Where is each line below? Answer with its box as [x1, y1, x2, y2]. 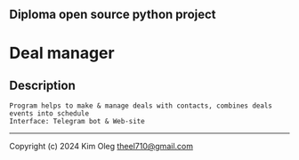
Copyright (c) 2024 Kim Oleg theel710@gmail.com [9, 141, 194, 152]
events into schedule [9, 109, 90, 118]
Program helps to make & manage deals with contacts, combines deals [9, 101, 273, 110]
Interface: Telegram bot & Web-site [9, 117, 145, 126]
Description [9, 77, 76, 92]
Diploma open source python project [9, 7, 216, 22]
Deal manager [9, 43, 115, 63]
